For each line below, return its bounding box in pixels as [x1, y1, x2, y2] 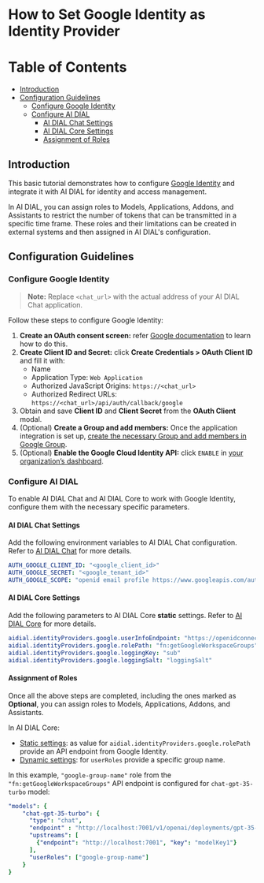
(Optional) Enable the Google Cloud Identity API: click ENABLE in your [19, 448, 244, 457]
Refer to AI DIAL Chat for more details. [8, 546, 132, 556]
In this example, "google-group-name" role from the [8, 770, 171, 780]
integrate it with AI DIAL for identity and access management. [8, 187, 207, 196]
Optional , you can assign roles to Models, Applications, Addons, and [8, 699, 230, 709]
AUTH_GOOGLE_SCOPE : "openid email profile [8, 576, 149, 584]
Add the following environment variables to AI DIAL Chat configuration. [8, 538, 237, 547]
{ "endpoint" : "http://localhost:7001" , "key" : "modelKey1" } [36, 839, 237, 847]
